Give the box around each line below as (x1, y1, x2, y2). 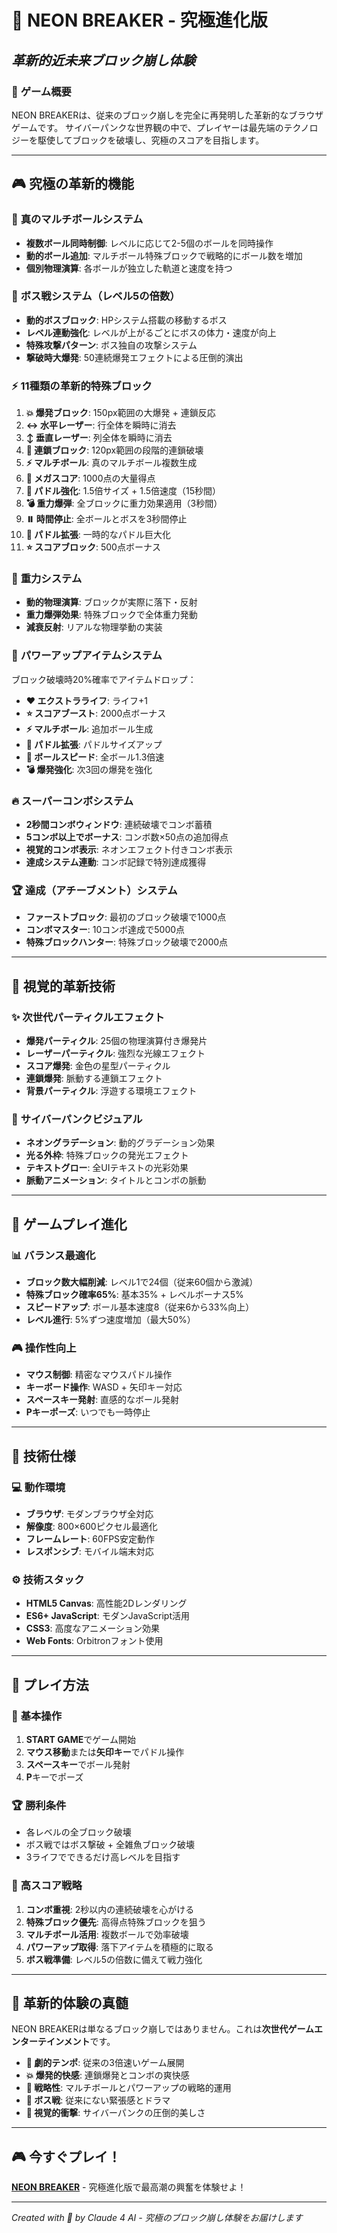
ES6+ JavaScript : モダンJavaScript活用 (25, 1610, 190, 1622)
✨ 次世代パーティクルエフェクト (11, 1010, 165, 1024)
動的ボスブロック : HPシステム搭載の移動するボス (25, 314, 228, 326)
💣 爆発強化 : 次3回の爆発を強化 (25, 763, 153, 775)
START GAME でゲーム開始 (25, 1733, 136, 1745)
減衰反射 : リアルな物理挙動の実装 (25, 621, 163, 633)
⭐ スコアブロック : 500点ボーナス (25, 541, 161, 553)
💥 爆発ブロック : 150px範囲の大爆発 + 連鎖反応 (25, 407, 216, 419)
